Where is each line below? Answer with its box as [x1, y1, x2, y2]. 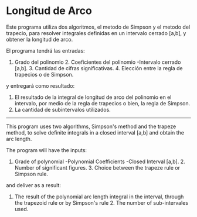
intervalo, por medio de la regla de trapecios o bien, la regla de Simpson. [14, 99, 191, 106]
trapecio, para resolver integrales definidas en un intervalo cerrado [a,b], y [6, 29, 186, 36]
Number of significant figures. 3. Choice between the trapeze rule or [14, 164, 181, 171]
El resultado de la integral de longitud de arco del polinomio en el [14, 94, 172, 101]
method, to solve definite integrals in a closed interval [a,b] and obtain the [6, 129, 185, 136]
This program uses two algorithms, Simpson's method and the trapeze [6, 123, 176, 130]
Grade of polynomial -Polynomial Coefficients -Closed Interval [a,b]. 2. [14, 158, 186, 165]
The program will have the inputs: [6, 146, 87, 153]
